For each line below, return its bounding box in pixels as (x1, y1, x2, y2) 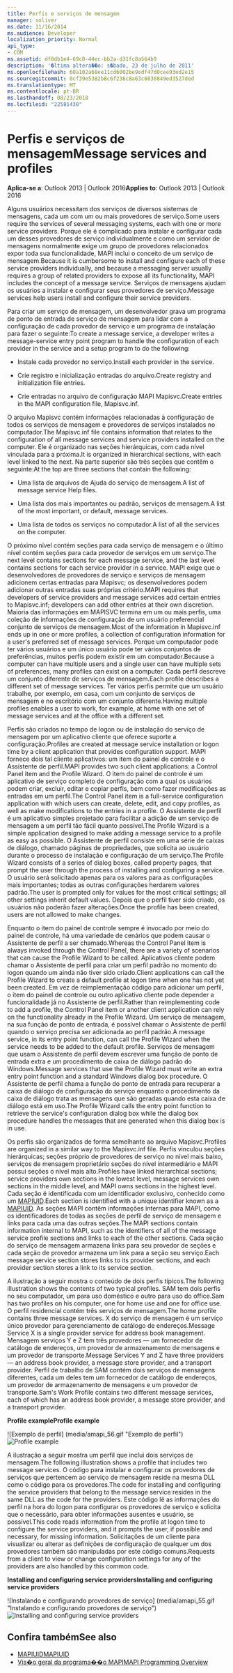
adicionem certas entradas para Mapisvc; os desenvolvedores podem (7, 578, 207, 586)
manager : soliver (7, 17, 58, 24)
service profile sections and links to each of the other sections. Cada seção (7, 1234, 224, 1242)
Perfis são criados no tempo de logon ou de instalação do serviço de (7, 725, 205, 733)
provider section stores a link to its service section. (7, 1263, 153, 1271)
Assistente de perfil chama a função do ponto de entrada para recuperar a (7, 1079, 220, 1088)
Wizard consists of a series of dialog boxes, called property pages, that (7, 858, 212, 867)
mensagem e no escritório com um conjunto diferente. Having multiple (7, 697, 207, 705)
